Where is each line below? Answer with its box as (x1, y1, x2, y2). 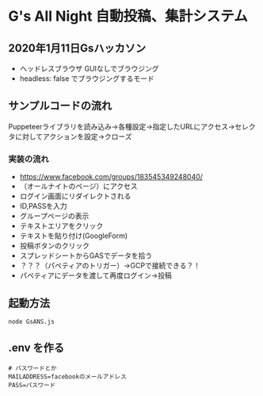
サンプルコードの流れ (8, 99, 112, 113)
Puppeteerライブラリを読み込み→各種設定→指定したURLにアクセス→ (8, 121, 235, 131)
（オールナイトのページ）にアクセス (19, 182, 138, 191)
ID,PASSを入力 (19, 202, 67, 211)
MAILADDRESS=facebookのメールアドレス (8, 372, 127, 381)
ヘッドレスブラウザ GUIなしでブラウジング (19, 64, 159, 73)
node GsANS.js (8, 317, 55, 325)
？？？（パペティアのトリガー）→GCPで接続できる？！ (19, 261, 200, 271)
